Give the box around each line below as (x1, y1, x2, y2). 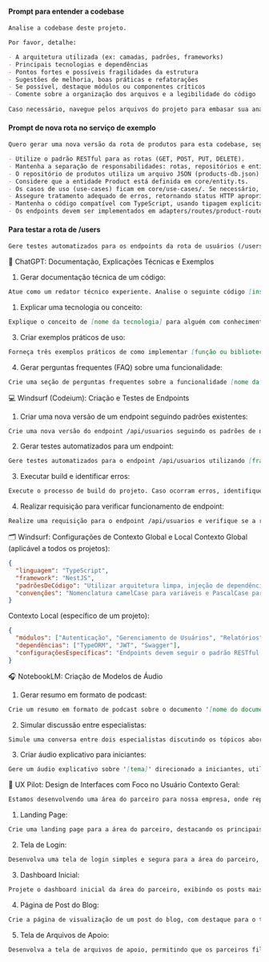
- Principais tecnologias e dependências (8, 60, 149, 68)
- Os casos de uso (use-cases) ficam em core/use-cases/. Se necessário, (8, 185, 260, 193)
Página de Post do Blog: (19, 899, 99, 910)
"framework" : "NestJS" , (15, 574, 94, 582)
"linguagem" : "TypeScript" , (15, 566, 110, 574)
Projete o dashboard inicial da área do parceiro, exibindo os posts (8, 885, 246, 894)
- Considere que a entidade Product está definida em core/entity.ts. (8, 177, 249, 185)
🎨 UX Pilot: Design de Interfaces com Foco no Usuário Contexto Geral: (8, 780, 240, 789)
